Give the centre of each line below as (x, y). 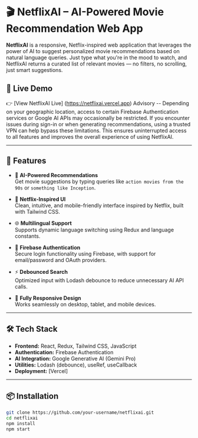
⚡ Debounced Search (41, 272)
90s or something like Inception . (55, 188)
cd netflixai (22, 418)
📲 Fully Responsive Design (48, 298)
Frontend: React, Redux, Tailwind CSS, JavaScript (75, 346)
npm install (21, 423)
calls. (21, 286)
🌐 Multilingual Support (43, 223)
